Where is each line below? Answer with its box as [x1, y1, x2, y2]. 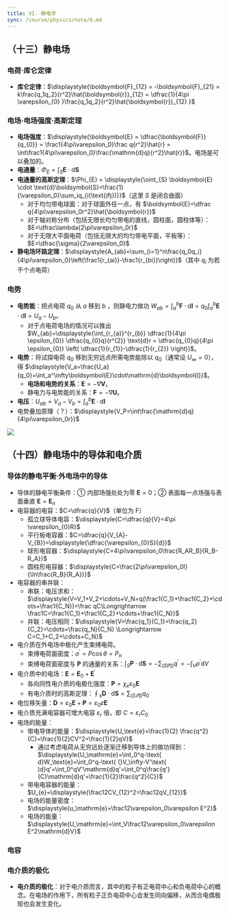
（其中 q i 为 [181, 256, 214, 266]
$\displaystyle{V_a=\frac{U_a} [25, 362, 109, 371]
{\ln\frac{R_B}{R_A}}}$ [27, 570, 91, 579]
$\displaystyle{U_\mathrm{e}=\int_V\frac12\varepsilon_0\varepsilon [27, 819, 215, 828]
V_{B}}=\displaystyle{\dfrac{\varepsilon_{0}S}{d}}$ [27, 539, 172, 547]
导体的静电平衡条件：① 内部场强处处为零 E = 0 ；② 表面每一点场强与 [16, 488, 217, 497]
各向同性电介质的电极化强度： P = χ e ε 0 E [27, 679, 140, 689]
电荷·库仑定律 [7, 66, 52, 75]
